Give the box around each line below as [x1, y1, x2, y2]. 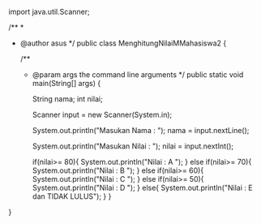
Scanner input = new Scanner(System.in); [32, 110, 173, 119]
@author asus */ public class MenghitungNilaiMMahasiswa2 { [19, 38, 227, 48]
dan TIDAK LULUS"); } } [32, 192, 112, 201]
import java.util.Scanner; [8, 7, 91, 16]
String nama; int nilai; [32, 94, 103, 104]
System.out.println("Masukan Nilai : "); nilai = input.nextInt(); [32, 141, 233, 151]
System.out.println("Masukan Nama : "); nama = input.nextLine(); [32, 126, 250, 135]
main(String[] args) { [32, 79, 101, 88]
